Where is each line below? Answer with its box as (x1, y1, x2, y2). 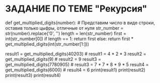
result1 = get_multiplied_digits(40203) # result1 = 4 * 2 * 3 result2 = (5, 51, 146, 57)
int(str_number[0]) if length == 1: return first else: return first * (5, 36, 134, 42)
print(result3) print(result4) (5, 72, 61, 78)
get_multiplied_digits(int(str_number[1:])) (5, 41, 90, 47)
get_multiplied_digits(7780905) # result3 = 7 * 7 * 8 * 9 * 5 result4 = (5, 61, 149, 67)
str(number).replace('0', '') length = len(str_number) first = (5, 30, 127, 36)
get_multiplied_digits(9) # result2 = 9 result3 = (5, 56, 102, 62)
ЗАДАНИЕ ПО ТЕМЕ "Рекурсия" (5, 3, 147, 15)
